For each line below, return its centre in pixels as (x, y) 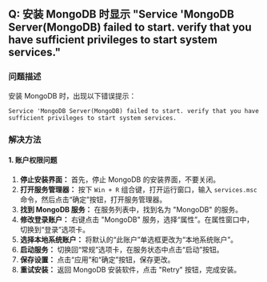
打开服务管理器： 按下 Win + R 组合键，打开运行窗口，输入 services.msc (138, 189)
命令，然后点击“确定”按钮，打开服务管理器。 (93, 199)
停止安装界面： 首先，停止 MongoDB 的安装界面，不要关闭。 (120, 179)
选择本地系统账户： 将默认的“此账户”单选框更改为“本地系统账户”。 (129, 240)
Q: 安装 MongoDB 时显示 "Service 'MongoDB (121, 14)
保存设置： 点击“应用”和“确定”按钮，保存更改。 (97, 260)
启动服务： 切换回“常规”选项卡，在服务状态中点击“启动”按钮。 (122, 249)
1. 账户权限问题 (33, 160)
